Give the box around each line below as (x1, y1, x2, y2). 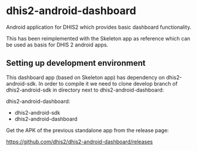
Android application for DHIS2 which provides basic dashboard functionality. (6, 24, 192, 31)
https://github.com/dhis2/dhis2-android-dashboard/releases (6, 138, 153, 145)
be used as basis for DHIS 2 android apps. (6, 41, 109, 48)
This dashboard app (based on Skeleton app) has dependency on (6, 73, 165, 80)
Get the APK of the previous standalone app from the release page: (6, 126, 169, 133)
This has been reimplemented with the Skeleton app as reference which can (6, 35, 191, 42)
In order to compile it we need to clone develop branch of (38, 80, 178, 87)
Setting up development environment (6, 58, 146, 68)
